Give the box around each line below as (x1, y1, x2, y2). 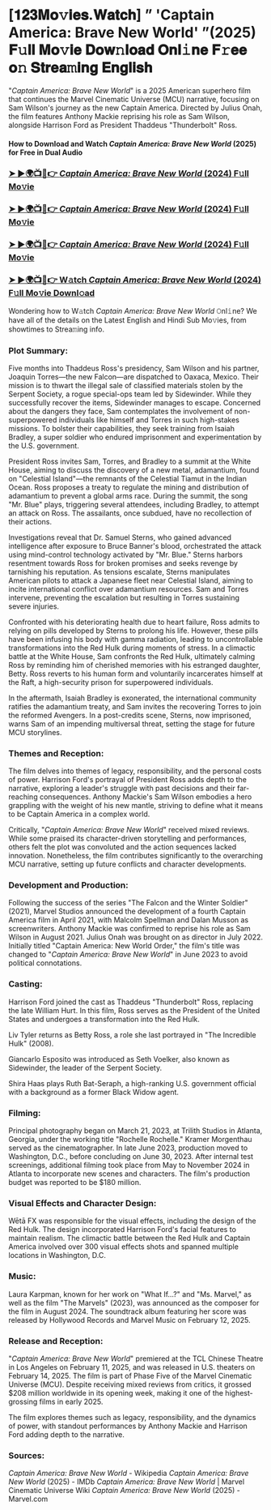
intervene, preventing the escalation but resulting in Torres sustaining (8, 592, 240, 602)
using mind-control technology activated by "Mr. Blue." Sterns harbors (8, 550, 243, 559)
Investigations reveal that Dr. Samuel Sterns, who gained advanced (8, 533, 232, 542)
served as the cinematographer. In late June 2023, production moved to (8, 1143, 248, 1153)
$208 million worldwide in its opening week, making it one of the (8, 1388, 224, 1397)
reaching (8, 792, 38, 802)
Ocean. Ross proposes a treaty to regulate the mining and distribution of (8, 482, 249, 492)
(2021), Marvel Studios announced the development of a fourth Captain (8, 906, 247, 917)
